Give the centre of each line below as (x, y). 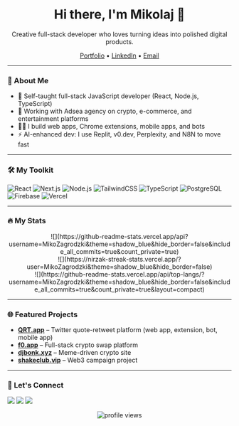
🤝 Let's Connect (36, 385)
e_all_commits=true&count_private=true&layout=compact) (119, 289)
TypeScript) (35, 104)
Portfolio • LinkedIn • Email (119, 55)
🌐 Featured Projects (43, 314)
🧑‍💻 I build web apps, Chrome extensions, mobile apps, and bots (111, 127)
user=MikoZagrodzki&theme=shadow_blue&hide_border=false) (119, 267)
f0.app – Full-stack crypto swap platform (78, 345)
